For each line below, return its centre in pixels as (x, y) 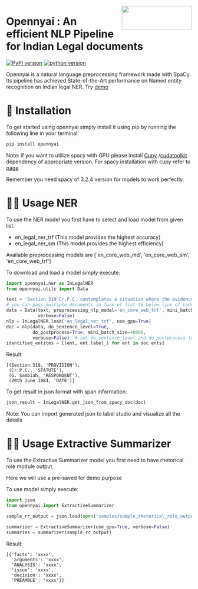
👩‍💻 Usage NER (42, 203)
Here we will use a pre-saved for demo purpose (64, 478)
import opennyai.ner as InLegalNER (50, 283)
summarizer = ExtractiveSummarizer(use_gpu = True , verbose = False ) (88, 527)
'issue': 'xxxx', (33, 570)
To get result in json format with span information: (67, 391)
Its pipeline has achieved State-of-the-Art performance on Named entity (94, 80)
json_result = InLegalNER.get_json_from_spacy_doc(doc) (76, 403)
